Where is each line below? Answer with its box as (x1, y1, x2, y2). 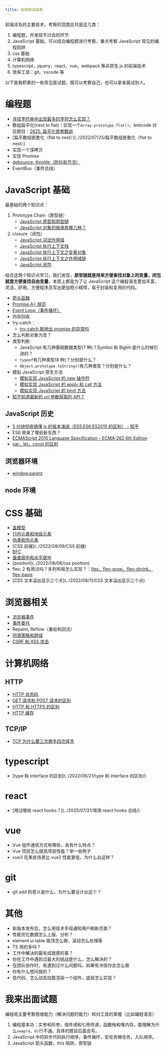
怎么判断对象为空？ (12, 332, 52, 338)
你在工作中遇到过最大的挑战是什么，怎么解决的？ (12, 956, 112, 962)
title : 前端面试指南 (5, 7, 43, 12)
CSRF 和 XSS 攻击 (12, 639, 49, 645)
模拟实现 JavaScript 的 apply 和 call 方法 (19, 381, 102, 387)
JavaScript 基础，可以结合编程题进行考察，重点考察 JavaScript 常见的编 (12, 38, 160, 44)
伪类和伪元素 (12, 537, 39, 543)
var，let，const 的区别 (12, 441, 58, 447)
